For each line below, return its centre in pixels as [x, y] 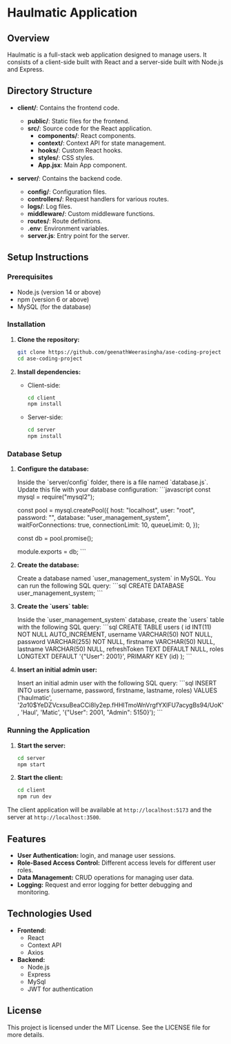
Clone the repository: [48, 339]
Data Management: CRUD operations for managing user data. [106, 877]
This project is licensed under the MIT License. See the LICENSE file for [109, 1027]
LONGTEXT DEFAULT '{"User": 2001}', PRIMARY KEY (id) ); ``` [104, 656]
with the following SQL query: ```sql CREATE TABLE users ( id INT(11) [114, 627]
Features [27, 839]
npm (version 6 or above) [53, 299]
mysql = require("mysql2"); [56, 497]
